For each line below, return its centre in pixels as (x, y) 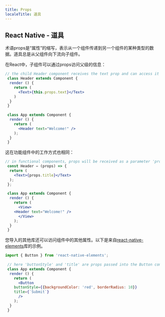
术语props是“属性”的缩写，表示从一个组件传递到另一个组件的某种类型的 (77, 48)
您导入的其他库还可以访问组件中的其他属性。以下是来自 (61, 240)
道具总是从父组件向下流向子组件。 (48, 54)
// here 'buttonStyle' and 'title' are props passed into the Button (80, 265)
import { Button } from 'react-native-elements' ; (57, 256)
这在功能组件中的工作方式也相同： (40, 152)
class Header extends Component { (42, 79)
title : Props (18, 10)
